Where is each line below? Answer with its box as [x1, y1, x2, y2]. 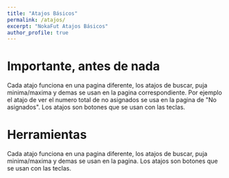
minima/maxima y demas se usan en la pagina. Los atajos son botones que [7, 157, 218, 165]
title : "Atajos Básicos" [7, 10, 78, 17]
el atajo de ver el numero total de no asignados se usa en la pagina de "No [7, 96, 217, 104]
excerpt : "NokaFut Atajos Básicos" [7, 23, 109, 29]
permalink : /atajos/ [7, 16, 66, 23]
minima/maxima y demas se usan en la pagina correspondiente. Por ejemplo [7, 88, 222, 97]
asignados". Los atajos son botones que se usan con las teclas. [7, 103, 186, 112]
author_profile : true [7, 29, 69, 36]
